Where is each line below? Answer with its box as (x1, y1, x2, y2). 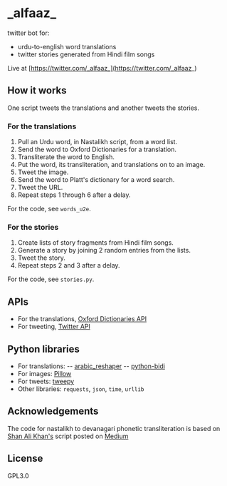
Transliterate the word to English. (17, 153, 115, 161)
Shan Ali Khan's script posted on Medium (7, 432, 129, 440)
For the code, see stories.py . (7, 275, 95, 283)
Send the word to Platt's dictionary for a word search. (17, 176, 175, 184)
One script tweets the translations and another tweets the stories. (7, 103, 200, 112)
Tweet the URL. (17, 183, 63, 192)
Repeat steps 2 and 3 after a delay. (17, 261, 120, 270)
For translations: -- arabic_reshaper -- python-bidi (17, 362, 166, 370)
